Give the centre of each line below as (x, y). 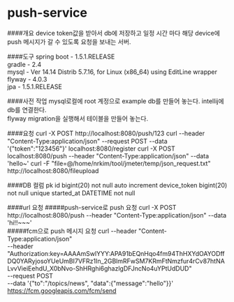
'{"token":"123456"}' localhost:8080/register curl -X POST (92, 149)
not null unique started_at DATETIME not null (71, 192)
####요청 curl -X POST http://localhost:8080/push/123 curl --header (106, 133)
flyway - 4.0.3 (27, 79)
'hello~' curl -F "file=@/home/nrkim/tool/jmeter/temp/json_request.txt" (109, 163)
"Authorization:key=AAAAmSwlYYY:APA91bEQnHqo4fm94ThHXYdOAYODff (116, 253)
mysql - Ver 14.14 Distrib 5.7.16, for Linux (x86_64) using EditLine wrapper (112, 72)
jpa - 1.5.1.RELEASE (35, 86)
